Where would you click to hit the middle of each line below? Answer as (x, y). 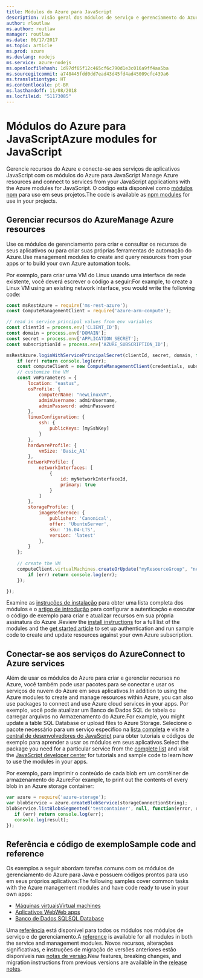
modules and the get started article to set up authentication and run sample (100, 628)
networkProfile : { (51, 462)
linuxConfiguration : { (56, 417)
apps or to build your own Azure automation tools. (69, 263)
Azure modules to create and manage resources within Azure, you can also (100, 697)
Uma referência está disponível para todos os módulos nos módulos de (95, 930)
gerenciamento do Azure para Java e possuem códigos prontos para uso (97, 875)
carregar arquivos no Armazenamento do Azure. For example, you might (96, 717)
